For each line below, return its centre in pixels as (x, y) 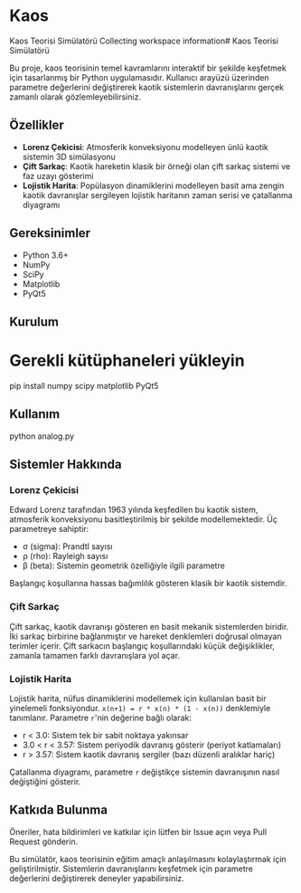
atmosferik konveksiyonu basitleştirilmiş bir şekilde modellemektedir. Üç (144, 519)
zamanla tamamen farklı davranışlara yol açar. (95, 655)
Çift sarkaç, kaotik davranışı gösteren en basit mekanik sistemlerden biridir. (149, 626)
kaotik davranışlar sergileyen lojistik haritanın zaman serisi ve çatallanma (157, 195)
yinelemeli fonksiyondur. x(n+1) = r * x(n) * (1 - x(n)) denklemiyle (140, 708)
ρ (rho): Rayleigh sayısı (65, 556)
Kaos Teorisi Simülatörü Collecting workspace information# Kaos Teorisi (144, 41)
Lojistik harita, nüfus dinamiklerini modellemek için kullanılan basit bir (138, 698)
